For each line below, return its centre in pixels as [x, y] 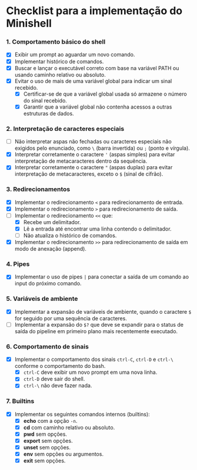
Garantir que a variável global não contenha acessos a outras [98, 107]
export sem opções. [48, 441]
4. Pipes [18, 264]
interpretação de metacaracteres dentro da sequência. [81, 161]
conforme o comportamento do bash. [60, 366]
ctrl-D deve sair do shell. [54, 379]
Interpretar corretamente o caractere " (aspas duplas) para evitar [94, 167]
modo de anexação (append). [51, 249]
